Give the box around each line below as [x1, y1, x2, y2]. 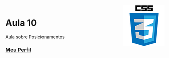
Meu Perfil [5, 46, 31, 53]
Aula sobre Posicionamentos [5, 34, 65, 40]
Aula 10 [5, 17, 37, 29]
